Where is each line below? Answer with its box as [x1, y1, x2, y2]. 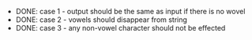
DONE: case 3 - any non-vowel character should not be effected [15, 24, 226, 32]
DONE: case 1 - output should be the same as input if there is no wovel [15, 7, 246, 16]
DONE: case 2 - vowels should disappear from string [15, 15, 188, 24]
